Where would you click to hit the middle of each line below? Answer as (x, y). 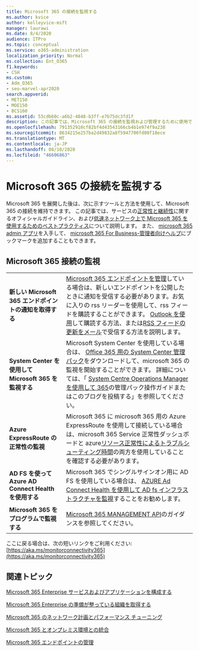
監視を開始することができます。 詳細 (117, 370)
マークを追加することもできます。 (58, 241)
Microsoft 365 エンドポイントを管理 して (122, 279)
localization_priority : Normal (45, 56)
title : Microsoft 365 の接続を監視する (52, 12)
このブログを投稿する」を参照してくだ (125, 397)
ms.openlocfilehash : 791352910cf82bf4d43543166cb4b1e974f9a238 (86, 127)
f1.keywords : (22, 67)
